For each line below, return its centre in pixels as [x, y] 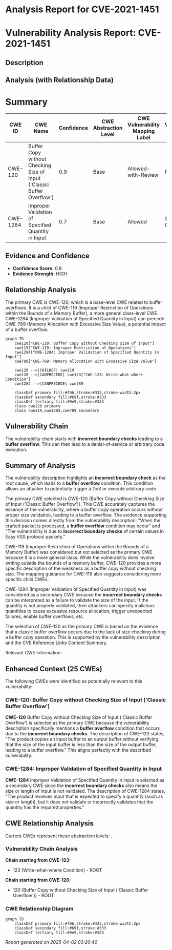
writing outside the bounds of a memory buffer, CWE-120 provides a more [83, 563]
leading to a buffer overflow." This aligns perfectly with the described [78, 750]
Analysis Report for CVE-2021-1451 [82, 9]
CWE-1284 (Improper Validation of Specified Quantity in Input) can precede [85, 318]
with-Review [143, 175]
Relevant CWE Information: [34, 653]
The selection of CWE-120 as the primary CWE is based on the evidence [82, 627]
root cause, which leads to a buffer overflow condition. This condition [79, 483]
